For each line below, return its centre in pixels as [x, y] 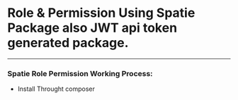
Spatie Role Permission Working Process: [80, 73]
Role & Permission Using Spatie [101, 13]
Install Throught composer [56, 89]
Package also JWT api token [92, 28]
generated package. [68, 43]
